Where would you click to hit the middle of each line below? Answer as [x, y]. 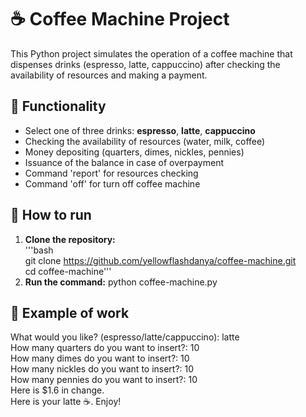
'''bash [39, 250]
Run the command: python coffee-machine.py [121, 282]
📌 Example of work [70, 312]
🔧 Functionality [58, 106]
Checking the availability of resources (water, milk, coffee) [145, 141]
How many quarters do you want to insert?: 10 [105, 348]
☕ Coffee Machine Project [120, 19]
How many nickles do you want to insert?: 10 [102, 369]
